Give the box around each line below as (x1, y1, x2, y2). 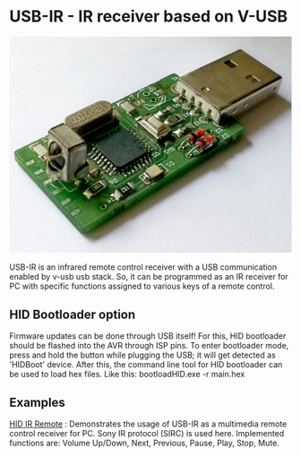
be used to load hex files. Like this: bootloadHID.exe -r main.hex (9, 369, 245, 380)
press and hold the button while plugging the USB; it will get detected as (9, 349, 276, 360)
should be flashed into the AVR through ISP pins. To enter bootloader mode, (9, 341, 289, 351)
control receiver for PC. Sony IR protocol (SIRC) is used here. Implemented (9, 427, 285, 438)
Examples (9, 394, 65, 410)
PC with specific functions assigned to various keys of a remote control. (9, 280, 275, 292)
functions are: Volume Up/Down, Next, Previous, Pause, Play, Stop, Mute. (9, 437, 279, 448)
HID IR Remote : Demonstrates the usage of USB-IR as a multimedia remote (9, 418, 288, 429)
